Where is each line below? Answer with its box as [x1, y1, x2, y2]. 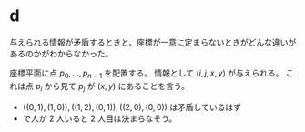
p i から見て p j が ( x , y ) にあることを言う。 [35, 80, 189, 94]
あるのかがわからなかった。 [9, 47, 114, 59]
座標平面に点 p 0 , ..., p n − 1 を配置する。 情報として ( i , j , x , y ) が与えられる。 [9, 67, 284, 80]
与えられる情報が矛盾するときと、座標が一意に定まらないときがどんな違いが [9, 36, 297, 47]
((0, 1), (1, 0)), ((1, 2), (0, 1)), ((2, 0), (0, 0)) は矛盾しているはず [22, 101, 241, 112]
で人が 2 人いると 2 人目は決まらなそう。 [22, 113, 178, 124]
